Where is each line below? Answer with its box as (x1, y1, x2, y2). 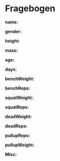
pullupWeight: (5, 142, 35, 148)
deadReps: (5, 123, 28, 129)
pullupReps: (5, 132, 30, 138)
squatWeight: (5, 95, 33, 101)
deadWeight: (5, 113, 32, 120)
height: (5, 38, 20, 44)
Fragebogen (5, 3, 56, 14)
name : (5, 19, 19, 25)
